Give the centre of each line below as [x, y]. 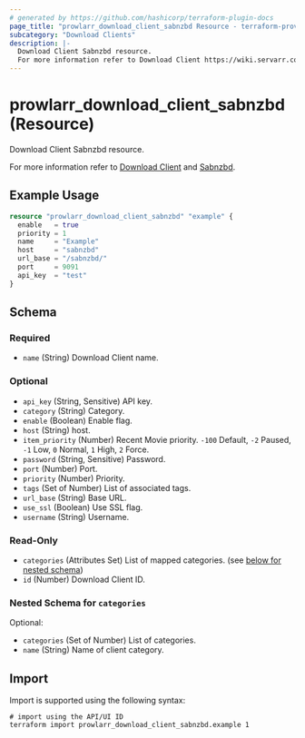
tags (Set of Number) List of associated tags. [107, 487]
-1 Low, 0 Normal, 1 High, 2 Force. [86, 449]
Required [30, 338]
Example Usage [54, 196]
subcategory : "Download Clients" [73, 34]
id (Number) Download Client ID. [84, 579]
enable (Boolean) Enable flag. [78, 420]
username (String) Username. [76, 517]
